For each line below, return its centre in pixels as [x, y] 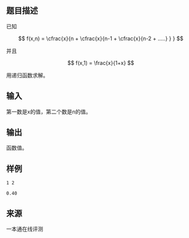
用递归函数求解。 [27, 75]
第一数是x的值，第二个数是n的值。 [49, 111]
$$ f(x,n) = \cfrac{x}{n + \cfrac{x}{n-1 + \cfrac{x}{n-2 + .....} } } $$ [101, 38]
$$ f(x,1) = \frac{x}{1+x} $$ [101, 63]
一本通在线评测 [25, 229]
